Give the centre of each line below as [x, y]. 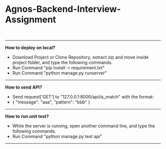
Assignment [31, 20]
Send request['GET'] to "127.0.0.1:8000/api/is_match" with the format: [83, 97]
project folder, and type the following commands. [62, 62]
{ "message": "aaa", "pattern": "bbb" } [51, 102]
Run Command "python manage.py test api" [57, 136]
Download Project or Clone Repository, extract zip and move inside [81, 57]
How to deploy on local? [30, 48]
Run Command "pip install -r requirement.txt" [58, 67]
